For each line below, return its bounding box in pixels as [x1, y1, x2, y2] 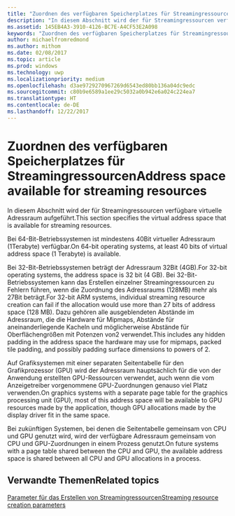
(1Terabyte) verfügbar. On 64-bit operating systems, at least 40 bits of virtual [7, 242, 227, 250]
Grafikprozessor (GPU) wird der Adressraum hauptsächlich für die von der [7, 366, 222, 374]
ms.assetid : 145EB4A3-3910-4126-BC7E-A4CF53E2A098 [7, 23, 158, 30]
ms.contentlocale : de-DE [7, 102, 80, 109]
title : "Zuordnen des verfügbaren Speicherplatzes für [7, 10, 171, 18]
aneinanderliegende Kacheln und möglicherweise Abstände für [7, 322, 190, 331]
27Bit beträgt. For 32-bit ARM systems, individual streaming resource [7, 292, 205, 301]
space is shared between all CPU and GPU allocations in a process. [7, 454, 201, 463]
